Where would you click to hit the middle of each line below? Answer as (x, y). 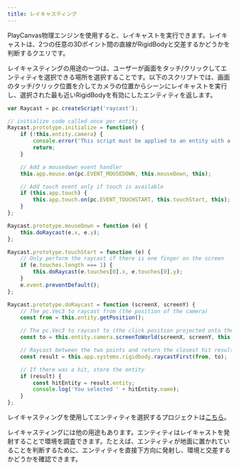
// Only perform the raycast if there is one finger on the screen (122, 258)
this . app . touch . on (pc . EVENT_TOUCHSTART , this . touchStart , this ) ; (132, 200)
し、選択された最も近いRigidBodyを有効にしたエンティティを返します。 (112, 95)
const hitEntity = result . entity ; (84, 383)
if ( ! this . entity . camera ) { (62, 135)
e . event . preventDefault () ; (60, 285)
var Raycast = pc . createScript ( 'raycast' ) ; (73, 108)
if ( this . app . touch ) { (54, 193)
